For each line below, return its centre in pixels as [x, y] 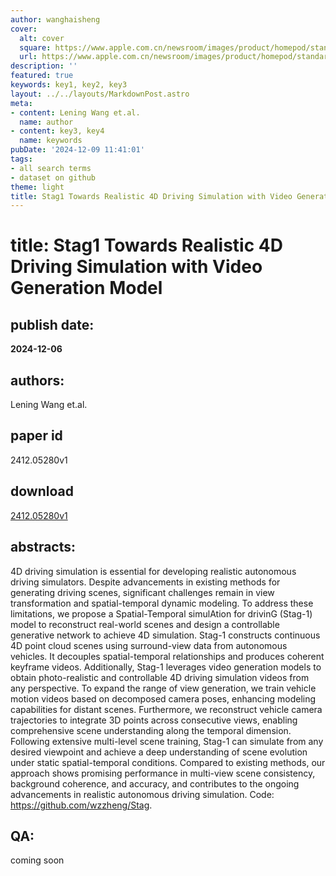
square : [35, 47]
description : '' [44, 66]
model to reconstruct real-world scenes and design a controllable [145, 624]
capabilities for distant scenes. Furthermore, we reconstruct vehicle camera [166, 709]
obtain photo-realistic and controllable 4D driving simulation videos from [160, 677]
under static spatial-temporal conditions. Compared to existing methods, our [168, 762]
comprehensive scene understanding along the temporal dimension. [151, 730]
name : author [46, 122]
